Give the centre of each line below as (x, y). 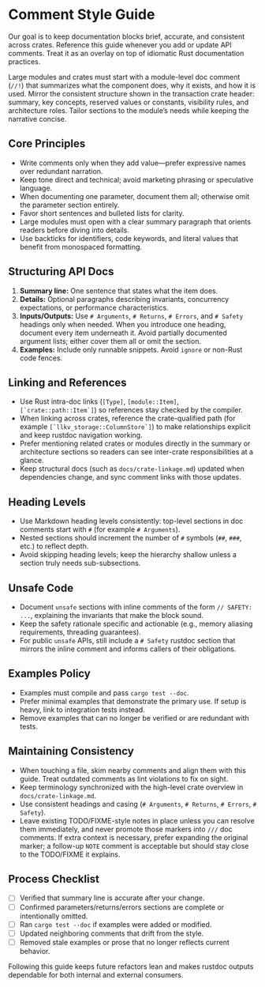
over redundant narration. (61, 171)
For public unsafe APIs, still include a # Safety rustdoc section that (127, 640)
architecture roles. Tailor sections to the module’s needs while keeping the (129, 110)
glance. (32, 461)
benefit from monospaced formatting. (81, 247)
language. (36, 188)
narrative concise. (37, 119)
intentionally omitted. (54, 916)
